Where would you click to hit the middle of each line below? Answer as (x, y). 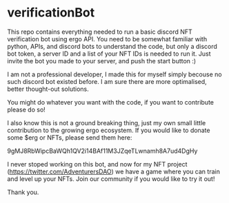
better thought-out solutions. (48, 89)
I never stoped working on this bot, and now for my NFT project (97, 164)
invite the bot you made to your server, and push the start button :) (102, 61)
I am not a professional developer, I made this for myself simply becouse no (114, 74)
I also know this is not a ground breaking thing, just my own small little (107, 122)
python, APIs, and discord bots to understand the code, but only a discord (112, 46)
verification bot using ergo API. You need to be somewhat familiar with (107, 39)
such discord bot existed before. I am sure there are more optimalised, (107, 81)
